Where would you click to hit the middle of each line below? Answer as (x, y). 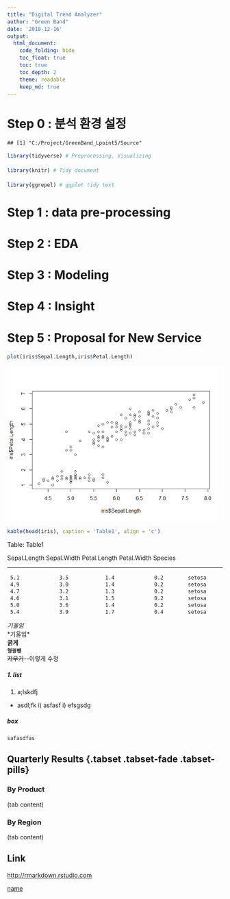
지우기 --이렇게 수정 (33, 658)
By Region (24, 822)
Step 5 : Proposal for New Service (104, 337)
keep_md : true (39, 87)
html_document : (35, 44)
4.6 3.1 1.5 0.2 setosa (108, 599)
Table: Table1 (26, 545)
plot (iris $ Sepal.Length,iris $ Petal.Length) (70, 357)
